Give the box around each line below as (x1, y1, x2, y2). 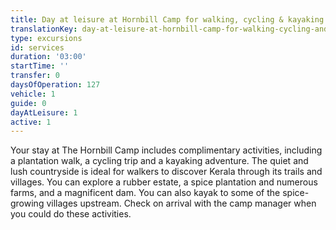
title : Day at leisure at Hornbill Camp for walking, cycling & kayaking (10, 14, 325, 25)
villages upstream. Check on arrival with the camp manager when (46, 197, 317, 210)
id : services (10, 42, 65, 53)
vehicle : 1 (10, 89, 56, 99)
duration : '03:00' (10, 52, 87, 62)
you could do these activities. (10, 208, 132, 220)
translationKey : (10, 24, 78, 34)
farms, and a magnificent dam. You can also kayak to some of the (10, 187, 281, 199)
